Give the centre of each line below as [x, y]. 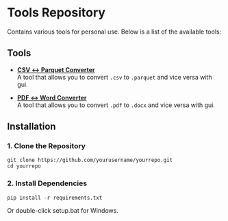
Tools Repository [56, 13]
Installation [31, 127]
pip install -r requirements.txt [55, 198]
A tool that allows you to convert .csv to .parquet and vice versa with [114, 77]
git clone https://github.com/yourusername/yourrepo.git [90, 160]
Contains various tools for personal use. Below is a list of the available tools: [114, 32]
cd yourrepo [24, 166]
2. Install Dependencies [47, 183]
